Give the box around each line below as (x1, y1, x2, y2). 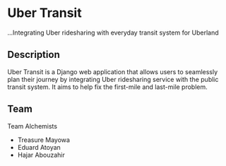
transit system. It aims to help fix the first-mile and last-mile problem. (7, 83, 208, 91)
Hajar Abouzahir (17, 150, 65, 159)
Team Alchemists (7, 121, 58, 130)
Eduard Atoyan (17, 143, 61, 151)
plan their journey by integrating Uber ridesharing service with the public (7, 75, 219, 83)
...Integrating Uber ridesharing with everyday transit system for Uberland (7, 28, 219, 37)
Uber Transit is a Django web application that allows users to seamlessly (7, 67, 218, 76)
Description (7, 49, 60, 61)
